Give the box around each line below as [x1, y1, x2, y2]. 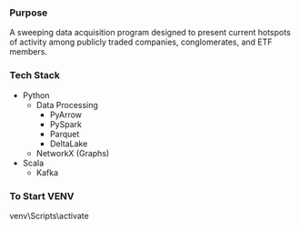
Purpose [9, 6, 48, 19]
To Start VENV [9, 189, 75, 202]
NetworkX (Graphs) [35, 147, 110, 158]
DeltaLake [49, 138, 88, 149]
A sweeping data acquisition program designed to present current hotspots [9, 27, 291, 38]
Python [22, 89, 50, 101]
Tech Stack [9, 69, 61, 82]
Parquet [49, 128, 80, 139]
